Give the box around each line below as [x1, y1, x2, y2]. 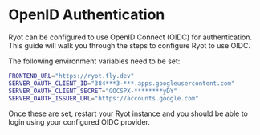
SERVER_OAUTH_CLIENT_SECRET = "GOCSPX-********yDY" [8, 87, 178, 95]
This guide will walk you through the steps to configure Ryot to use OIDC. [8, 40, 251, 50]
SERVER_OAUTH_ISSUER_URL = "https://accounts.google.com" [8, 94, 199, 102]
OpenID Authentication [8, 6, 165, 24]
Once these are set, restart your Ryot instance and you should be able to [8, 108, 249, 118]
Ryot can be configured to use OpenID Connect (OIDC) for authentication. [8, 32, 253, 42]
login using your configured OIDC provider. [8, 117, 150, 127]
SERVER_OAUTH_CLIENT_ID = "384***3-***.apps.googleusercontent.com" [8, 79, 235, 88]
